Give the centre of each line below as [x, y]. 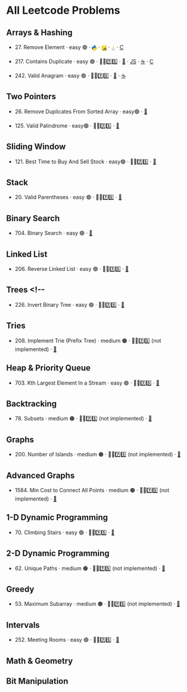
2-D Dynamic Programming [58, 554]
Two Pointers [31, 97]
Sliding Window [36, 147]
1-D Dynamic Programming [57, 518]
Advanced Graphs [40, 475]
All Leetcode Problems [63, 10]
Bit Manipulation [37, 681]
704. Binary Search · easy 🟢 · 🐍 [54, 233]
